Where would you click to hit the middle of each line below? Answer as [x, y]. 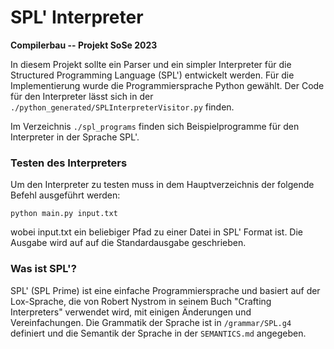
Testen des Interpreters [69, 163]
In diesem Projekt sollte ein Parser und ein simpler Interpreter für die [151, 64]
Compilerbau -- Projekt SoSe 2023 [84, 45]
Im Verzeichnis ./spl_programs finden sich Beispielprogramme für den [155, 126]
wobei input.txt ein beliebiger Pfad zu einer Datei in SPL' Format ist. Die [157, 232]
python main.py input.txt [64, 214]
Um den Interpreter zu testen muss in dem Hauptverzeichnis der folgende [162, 185]
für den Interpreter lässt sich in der [82, 96]
